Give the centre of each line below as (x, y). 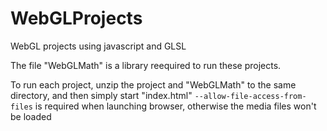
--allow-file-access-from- (250, 96)
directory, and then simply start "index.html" (101, 95)
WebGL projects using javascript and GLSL (98, 46)
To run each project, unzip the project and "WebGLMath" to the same (153, 84)
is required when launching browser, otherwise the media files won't (175, 106)
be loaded (31, 116)
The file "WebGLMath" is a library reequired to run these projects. (146, 65)
